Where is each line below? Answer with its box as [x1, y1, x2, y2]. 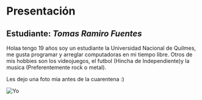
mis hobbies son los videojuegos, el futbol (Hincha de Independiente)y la [6, 58, 190, 64]
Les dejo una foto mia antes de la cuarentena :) [6, 76, 124, 82]
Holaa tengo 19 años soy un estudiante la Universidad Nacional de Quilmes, [6, 44, 197, 52]
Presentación [6, 4, 76, 18]
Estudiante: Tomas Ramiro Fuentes [6, 28, 142, 39]
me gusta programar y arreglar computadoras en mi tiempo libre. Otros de [6, 51, 193, 58]
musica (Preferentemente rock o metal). [6, 64, 107, 71]
